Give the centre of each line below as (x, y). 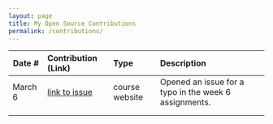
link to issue (70, 92)
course (127, 88)
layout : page (30, 16)
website (128, 97)
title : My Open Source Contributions (72, 24)
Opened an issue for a (202, 82)
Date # (26, 63)
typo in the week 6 (195, 92)
